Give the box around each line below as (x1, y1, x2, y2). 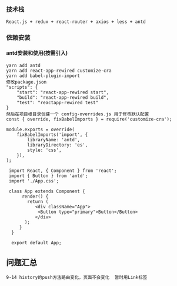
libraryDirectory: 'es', (27, 142, 88, 148)
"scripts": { (6, 84, 38, 91)
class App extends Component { (8, 188, 85, 195)
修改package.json (6, 79, 47, 85)
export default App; (11, 240, 62, 246)
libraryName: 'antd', (27, 137, 81, 143)
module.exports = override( (6, 127, 75, 133)
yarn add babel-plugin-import (6, 73, 81, 79)
